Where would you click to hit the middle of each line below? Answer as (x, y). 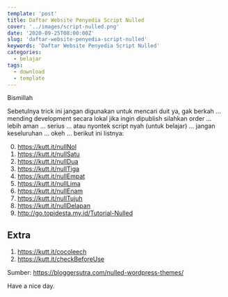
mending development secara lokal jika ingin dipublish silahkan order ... (109, 119)
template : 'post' (32, 14)
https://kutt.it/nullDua (48, 162)
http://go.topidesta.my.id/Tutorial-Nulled (75, 213)
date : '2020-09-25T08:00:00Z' (51, 33)
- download (29, 71)
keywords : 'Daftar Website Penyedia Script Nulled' (83, 46)
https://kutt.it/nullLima (49, 184)
